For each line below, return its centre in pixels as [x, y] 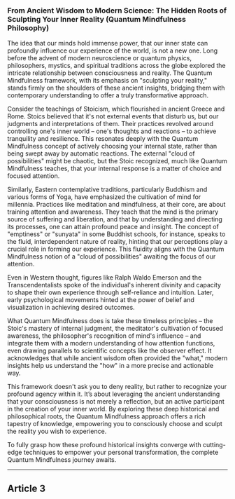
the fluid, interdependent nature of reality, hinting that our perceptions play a [117, 242]
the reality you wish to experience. [57, 431]
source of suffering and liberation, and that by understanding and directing [115, 219]
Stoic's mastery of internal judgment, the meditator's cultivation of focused [115, 329]
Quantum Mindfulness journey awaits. [62, 460]
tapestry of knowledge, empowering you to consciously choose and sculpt [115, 424]
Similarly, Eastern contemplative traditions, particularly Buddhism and [107, 190]
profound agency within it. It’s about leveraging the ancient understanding [114, 394]
